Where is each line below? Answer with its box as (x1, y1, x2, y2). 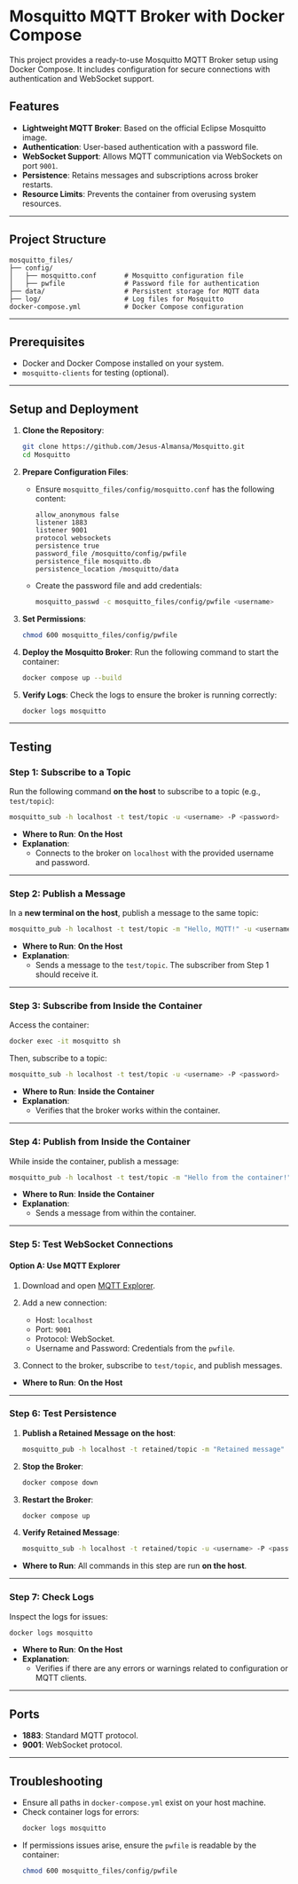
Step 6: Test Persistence (9, 1407, 117, 1420)
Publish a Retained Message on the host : (21, 1427, 176, 1439)
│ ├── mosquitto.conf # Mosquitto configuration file (9, 271, 244, 280)
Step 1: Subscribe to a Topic (9, 766, 131, 778)
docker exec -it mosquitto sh (9, 1037, 122, 1046)
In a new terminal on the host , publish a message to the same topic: (9, 908, 259, 918)
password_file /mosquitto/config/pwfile (35, 548, 187, 558)
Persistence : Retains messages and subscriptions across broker (21, 169, 259, 180)
